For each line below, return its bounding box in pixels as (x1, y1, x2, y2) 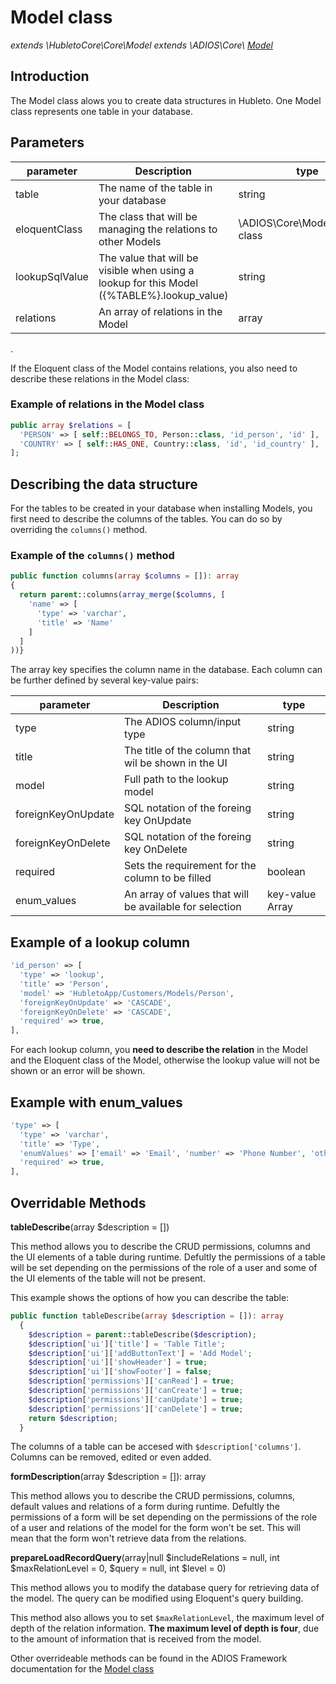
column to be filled (123, 871, 212, 885)
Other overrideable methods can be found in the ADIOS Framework (10, 1652, 288, 1665)
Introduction (10, 68, 90, 85)
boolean (267, 865, 306, 879)
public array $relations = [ (10, 420, 132, 430)
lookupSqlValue (15, 269, 89, 283)
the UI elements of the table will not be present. (10, 1272, 206, 1285)
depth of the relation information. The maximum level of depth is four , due (10, 1622, 320, 1635)
